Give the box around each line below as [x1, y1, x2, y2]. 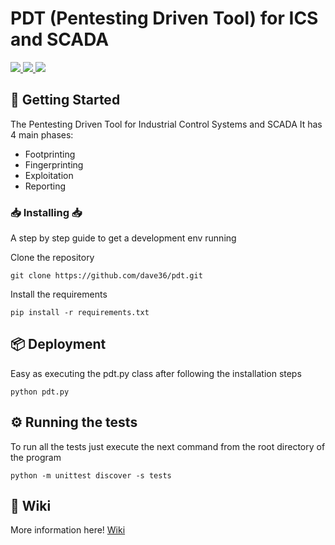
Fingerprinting [24, 158, 84, 171]
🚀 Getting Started [10, 92, 121, 109]
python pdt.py [10, 387, 70, 397]
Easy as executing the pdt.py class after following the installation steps [10, 367, 302, 379]
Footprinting [24, 148, 76, 160]
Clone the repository [10, 252, 95, 264]
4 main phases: [10, 128, 74, 141]
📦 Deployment [10, 336, 107, 353]
